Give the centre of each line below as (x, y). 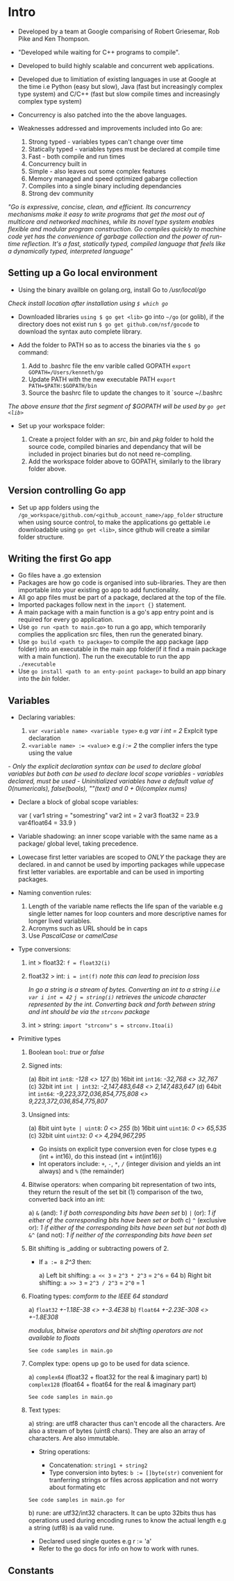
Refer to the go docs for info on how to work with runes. (119, 1549)
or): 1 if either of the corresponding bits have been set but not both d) (127, 1228)
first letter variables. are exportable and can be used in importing (111, 872)
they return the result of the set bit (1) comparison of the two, (116, 1192)
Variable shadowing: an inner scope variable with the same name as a (118, 836)
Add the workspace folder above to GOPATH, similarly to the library (125, 461)
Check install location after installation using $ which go (88, 303)
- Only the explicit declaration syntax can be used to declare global (105, 767)
